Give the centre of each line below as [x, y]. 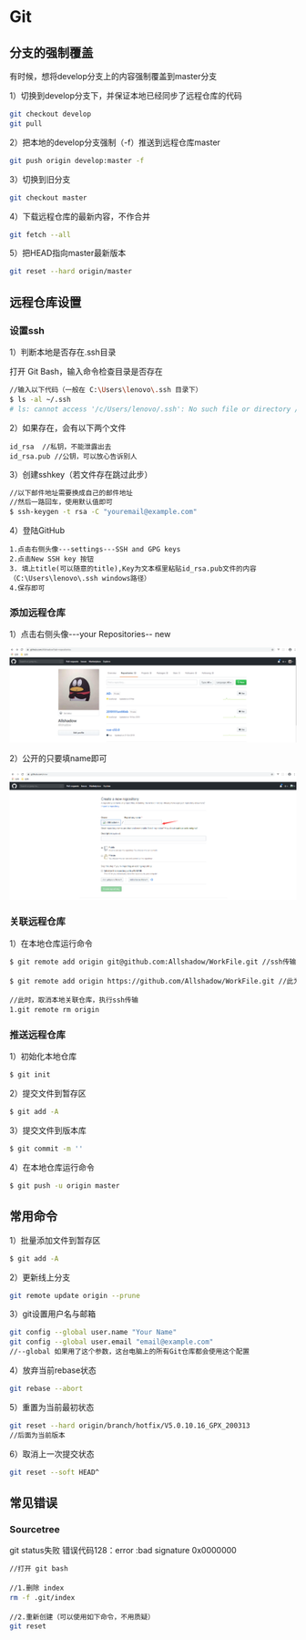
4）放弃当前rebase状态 [53, 1370]
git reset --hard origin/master [71, 272]
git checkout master [49, 198]
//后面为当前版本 [37, 1435]
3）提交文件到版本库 [48, 1130]
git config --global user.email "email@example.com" [112, 1342]
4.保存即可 [27, 588]
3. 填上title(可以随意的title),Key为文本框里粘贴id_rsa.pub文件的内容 [133, 569]
